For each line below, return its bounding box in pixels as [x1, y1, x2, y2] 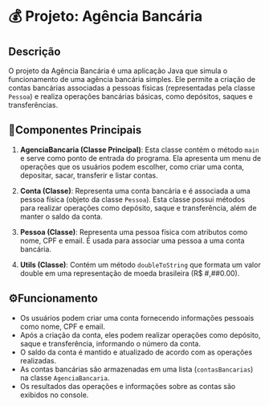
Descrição [8, 44, 61, 58]
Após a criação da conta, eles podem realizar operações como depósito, [19, 330, 261, 339]
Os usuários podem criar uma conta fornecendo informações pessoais [19, 313, 255, 322]
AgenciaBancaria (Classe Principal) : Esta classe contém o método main [19, 145, 259, 154]
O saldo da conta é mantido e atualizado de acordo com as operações [19, 347, 253, 357]
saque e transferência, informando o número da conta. [19, 338, 201, 348]
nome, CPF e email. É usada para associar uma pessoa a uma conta [19, 236, 245, 245]
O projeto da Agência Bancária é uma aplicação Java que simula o [8, 66, 228, 76]
